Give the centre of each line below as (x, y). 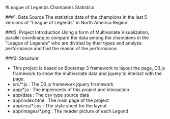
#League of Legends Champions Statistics (50, 7)
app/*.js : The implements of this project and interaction (71, 90)
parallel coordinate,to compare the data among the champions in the (77, 38)
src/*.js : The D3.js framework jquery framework (63, 84)
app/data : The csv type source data (51, 95)
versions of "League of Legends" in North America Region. (67, 23)
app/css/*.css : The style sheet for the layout (60, 106)
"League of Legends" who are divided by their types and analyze (74, 43)
